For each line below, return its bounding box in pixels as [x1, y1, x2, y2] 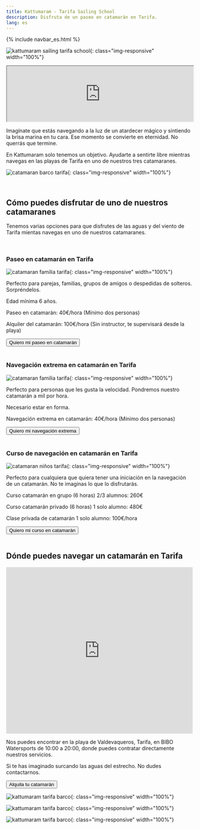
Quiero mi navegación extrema [9, 427, 77, 434]
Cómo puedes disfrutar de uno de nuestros [6, 198, 169, 208]
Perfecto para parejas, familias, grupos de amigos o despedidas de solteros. [6, 280, 192, 287]
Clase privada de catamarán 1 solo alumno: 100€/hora [6, 515, 138, 522]
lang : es [6, 20, 28, 25]
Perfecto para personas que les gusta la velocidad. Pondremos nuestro [6, 386, 180, 393]
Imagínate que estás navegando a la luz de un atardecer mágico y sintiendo [6, 127, 191, 134]
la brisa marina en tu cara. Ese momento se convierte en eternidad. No [6, 134, 179, 141]
